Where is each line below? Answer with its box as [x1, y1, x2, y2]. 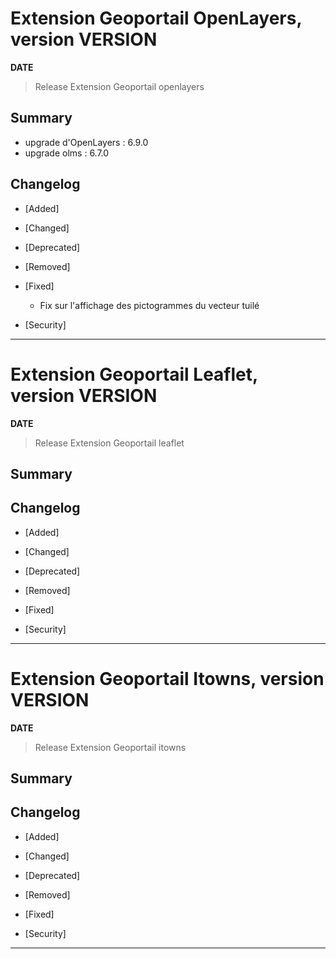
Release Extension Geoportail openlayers [34, 80, 205, 92]
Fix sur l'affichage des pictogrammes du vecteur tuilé [39, 299, 260, 311]
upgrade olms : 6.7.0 [24, 147, 110, 159]
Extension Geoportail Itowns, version [10, 667, 325, 690]
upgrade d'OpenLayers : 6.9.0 [24, 136, 149, 148]
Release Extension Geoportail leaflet [34, 437, 185, 449]
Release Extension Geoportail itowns [34, 741, 187, 753]
